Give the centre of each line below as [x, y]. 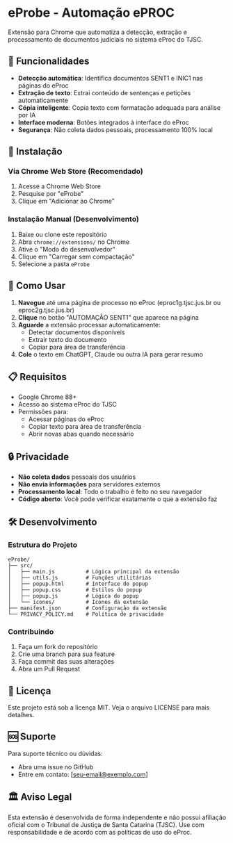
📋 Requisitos [37, 377]
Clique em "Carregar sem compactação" [76, 256]
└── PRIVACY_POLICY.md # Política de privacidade [86, 614]
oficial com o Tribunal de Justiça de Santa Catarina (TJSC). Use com [106, 824]
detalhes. [21, 714]
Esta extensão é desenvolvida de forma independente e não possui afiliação [117, 817]
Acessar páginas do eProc [66, 419]
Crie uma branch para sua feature [66, 654]
